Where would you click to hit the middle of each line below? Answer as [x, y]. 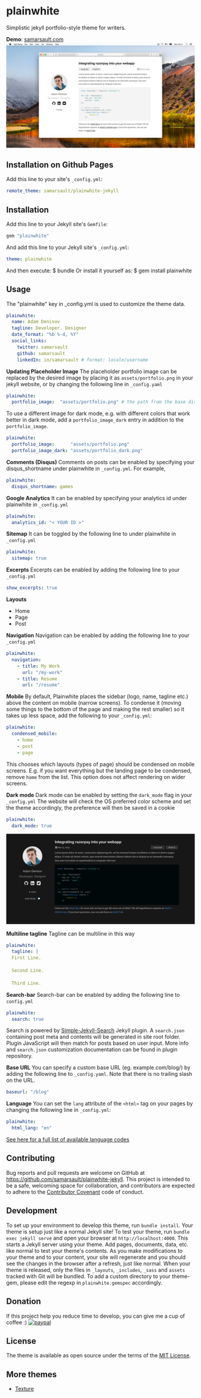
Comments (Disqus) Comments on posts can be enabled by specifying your [100, 462]
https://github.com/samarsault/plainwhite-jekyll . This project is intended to [98, 1179]
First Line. [27, 958]
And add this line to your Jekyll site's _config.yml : [68, 247]
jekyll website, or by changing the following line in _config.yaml [84, 384]
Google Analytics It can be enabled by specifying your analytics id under [97, 498]
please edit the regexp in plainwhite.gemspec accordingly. [91, 1282]
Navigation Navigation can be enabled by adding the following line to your [98, 635]
